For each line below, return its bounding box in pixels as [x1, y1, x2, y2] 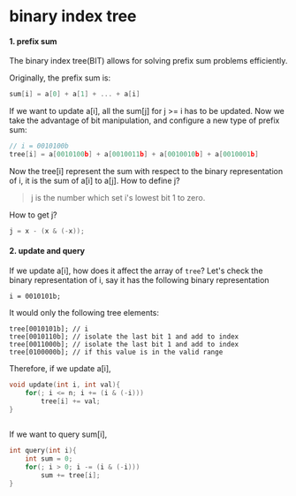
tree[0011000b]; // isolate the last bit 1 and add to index [9, 340, 239, 349]
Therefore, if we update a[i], [9, 363, 112, 374]
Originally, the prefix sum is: [9, 72, 111, 83]
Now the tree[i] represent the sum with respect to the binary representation [9, 166, 284, 177]
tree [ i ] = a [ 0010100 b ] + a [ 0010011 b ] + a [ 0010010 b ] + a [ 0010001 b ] [9, 150, 259, 159]
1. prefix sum [9, 35, 57, 46]
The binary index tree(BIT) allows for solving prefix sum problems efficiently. [9, 56, 288, 66]
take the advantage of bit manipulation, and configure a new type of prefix [9, 115, 280, 126]
